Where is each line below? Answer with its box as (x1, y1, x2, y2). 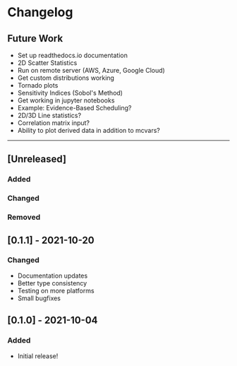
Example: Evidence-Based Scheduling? (17, 104, 132, 112)
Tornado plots (17, 81, 59, 89)
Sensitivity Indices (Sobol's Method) (17, 89, 123, 97)
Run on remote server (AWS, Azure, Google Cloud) (17, 66, 166, 74)
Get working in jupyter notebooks (17, 96, 115, 105)
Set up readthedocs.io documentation (17, 51, 128, 59)
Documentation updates (17, 271, 88, 280)
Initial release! (17, 351, 59, 360)
